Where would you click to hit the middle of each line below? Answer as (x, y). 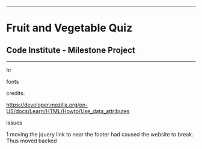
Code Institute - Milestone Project (71, 50)
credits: (16, 93)
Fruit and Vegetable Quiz (69, 28)
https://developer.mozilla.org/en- (47, 105)
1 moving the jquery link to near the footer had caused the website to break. (100, 134)
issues (14, 123)
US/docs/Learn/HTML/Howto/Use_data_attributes (68, 111)
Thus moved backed (32, 141)
